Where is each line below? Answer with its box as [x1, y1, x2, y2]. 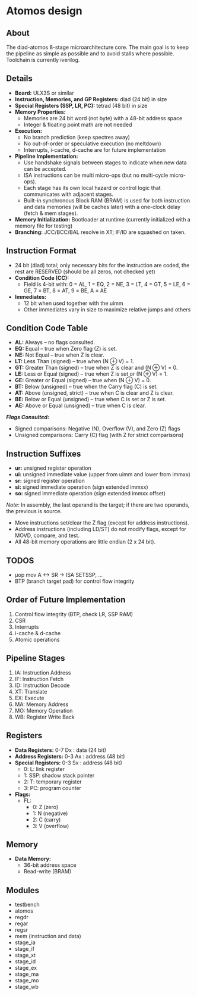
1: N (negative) [32, 810, 68, 817]
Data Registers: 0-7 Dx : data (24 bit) [14, 746, 107, 754]
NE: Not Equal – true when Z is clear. [14, 351, 105, 358]
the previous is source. [6, 508, 62, 515]
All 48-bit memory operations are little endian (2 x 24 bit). [14, 538, 156, 545]
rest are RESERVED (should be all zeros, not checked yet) [14, 268, 155, 275]
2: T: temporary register [23, 778, 82, 785]
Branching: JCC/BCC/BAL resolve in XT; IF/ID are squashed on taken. [14, 228, 186, 236]
